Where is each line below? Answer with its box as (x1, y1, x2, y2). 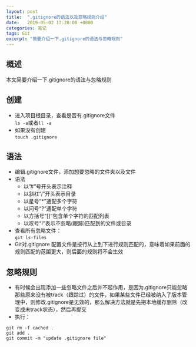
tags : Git (6, 31, 31, 37)
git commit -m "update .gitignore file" (6, 335, 107, 342)
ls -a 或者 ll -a (14, 119, 52, 126)
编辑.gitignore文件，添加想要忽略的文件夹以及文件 (14, 168, 137, 176)
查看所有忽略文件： (14, 227, 62, 234)
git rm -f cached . (6, 325, 54, 331)
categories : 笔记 (6, 25, 47, 31)
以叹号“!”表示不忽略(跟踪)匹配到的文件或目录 (23, 220, 132, 227)
